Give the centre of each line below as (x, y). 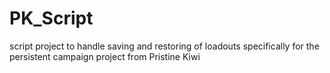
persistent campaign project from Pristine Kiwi (105, 56)
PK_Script (51, 18)
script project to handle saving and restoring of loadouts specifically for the (164, 46)
